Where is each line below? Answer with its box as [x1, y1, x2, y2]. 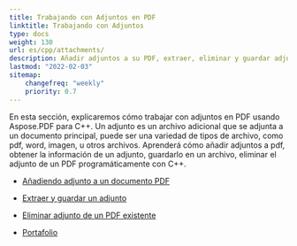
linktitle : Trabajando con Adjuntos [9, 21, 144, 30]
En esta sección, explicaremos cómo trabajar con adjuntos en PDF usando [9, 111, 280, 122]
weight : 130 [9, 37, 53, 47]
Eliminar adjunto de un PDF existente [21, 210, 156, 220]
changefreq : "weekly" [25, 79, 104, 88]
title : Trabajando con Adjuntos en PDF [9, 12, 156, 22]
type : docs [9, 29, 49, 38]
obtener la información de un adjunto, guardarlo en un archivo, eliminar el [9, 149, 277, 159]
